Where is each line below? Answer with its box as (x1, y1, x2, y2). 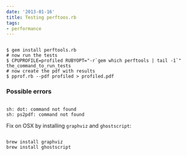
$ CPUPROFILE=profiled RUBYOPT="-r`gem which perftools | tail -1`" (6, 58, 182, 64)
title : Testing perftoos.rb (6, 14, 77, 20)
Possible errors (6, 88, 52, 96)
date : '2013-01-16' (6, 8, 55, 15)
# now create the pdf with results (6, 68, 96, 74)
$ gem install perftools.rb (6, 47, 77, 53)
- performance (6, 25, 42, 32)
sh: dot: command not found (6, 106, 77, 112)
